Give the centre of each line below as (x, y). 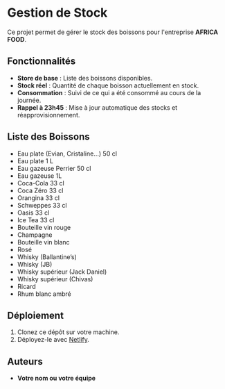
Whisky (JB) (35, 264)
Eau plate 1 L (35, 160)
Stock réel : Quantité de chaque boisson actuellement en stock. (108, 85)
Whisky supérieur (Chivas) (55, 279)
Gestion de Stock (57, 13)
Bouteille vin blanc (44, 242)
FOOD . (17, 39)
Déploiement (36, 315)
